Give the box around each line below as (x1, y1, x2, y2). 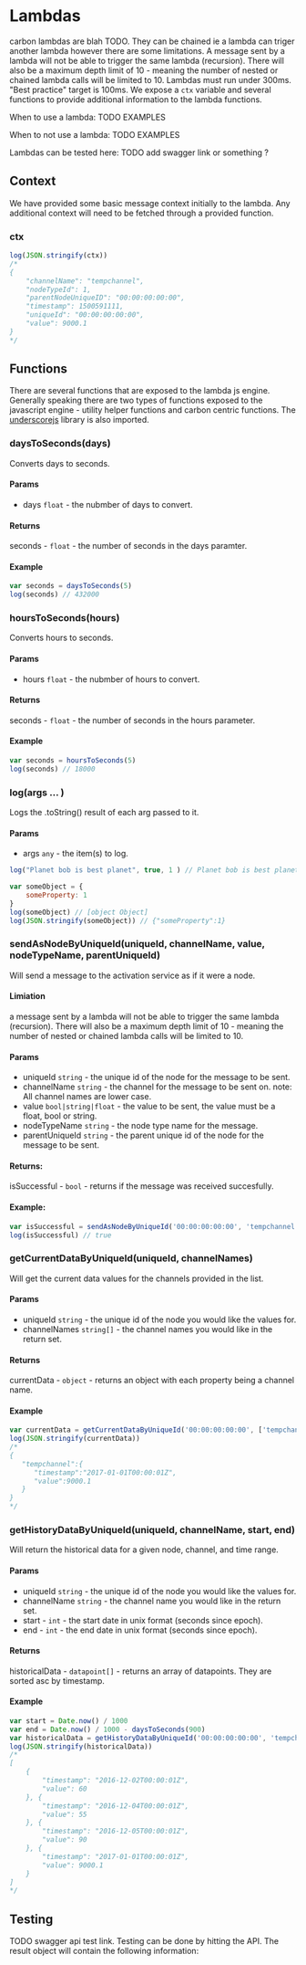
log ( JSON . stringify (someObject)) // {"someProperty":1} (9, 916, 226, 925)
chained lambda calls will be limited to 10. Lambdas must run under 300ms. (9, 74, 291, 85)
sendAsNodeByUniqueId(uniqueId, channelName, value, (9, 938, 266, 951)
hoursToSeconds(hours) (9, 612, 120, 625)
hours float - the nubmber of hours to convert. (22, 673, 200, 685)
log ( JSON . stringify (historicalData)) (9, 1741, 153, 1751)
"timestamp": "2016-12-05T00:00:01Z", (42, 1827, 189, 1836)
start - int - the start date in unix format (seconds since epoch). (22, 1614, 264, 1625)
